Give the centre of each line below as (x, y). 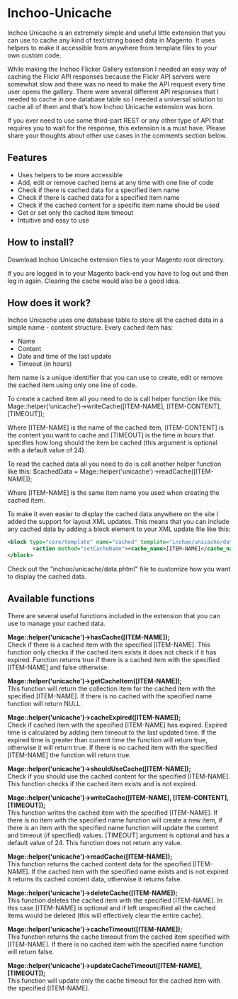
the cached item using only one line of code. (72, 385)
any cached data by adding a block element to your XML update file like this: (119, 529)
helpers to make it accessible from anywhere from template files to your (112, 48)
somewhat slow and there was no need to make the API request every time (117, 84)
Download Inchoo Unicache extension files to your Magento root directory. (116, 259)
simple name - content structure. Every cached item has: (90, 328)
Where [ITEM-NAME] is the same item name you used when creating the (113, 493)
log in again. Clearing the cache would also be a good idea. (94, 281)
